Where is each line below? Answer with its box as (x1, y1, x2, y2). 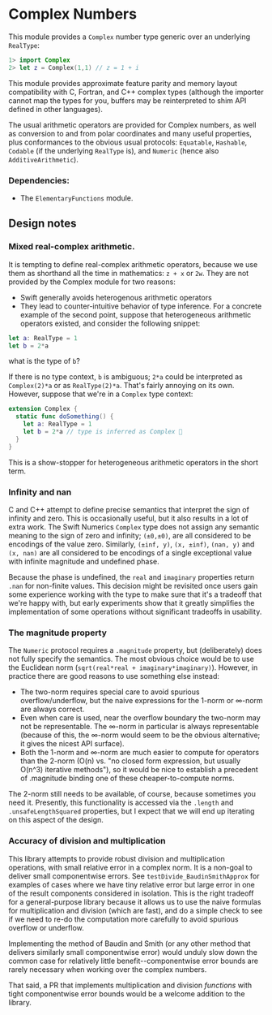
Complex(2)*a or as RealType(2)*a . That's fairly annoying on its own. (8, 381, 235, 391)
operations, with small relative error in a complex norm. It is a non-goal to (8, 862, 253, 872)
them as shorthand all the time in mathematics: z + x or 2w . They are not (8, 268, 249, 278)
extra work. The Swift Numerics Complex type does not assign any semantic (8, 521, 260, 532)
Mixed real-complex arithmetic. (8, 241, 135, 253)
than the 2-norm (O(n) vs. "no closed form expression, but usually (19, 756, 241, 766)
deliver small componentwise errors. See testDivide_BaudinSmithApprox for (8, 870, 260, 881)
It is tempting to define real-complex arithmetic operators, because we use (8, 259, 258, 269)
